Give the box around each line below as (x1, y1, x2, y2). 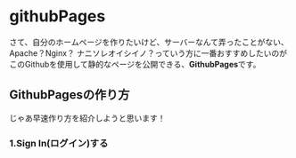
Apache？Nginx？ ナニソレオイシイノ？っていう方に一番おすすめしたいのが (9, 47, 288, 59)
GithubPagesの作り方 (9, 87, 130, 103)
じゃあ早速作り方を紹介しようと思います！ (9, 113, 166, 123)
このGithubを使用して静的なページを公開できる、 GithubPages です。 (9, 59, 261, 69)
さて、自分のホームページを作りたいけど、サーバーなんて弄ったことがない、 (9, 36, 290, 47)
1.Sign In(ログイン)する (9, 137, 109, 149)
